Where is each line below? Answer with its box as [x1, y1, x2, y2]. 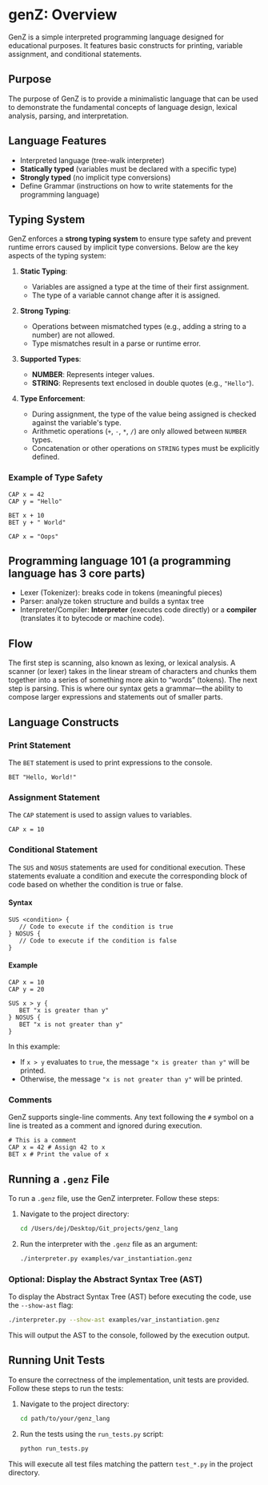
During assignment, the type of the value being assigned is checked [31, 409, 257, 419]
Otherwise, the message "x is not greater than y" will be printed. [19, 1073, 243, 1084]
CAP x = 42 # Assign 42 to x [8, 1143, 106, 1152]
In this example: [8, 1041, 61, 1051]
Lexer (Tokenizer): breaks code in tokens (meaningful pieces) [19, 588, 222, 598]
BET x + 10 [8, 511, 45, 519]
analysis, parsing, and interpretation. [8, 111, 130, 120]
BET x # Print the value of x [8, 1150, 110, 1158]
